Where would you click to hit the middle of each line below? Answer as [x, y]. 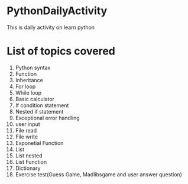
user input [27, 124]
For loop [25, 86]
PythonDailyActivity [57, 11]
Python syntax [33, 67]
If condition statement [42, 105]
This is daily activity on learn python [51, 27]
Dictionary [28, 168]
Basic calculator [35, 99]
